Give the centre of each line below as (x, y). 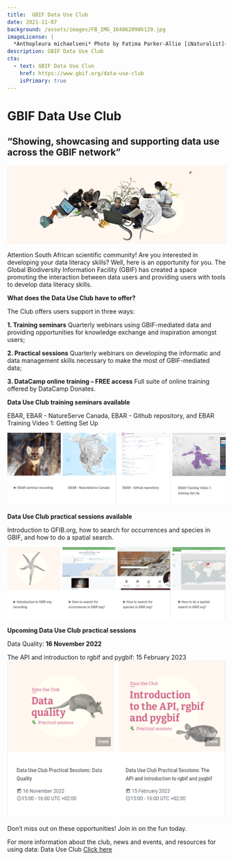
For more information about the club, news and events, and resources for (112, 842)
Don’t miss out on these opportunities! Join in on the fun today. (97, 829)
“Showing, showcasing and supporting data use (113, 141)
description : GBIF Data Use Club (55, 51)
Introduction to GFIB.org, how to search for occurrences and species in (109, 530)
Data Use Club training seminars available (69, 402)
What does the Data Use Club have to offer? (71, 298)
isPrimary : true (43, 81)
